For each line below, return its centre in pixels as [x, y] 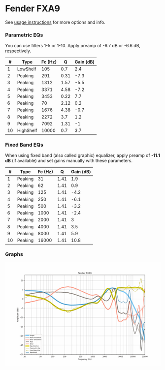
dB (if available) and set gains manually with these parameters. [69, 161]
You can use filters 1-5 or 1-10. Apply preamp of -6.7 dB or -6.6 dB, [73, 46]
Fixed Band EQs [24, 145]
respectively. [18, 51]
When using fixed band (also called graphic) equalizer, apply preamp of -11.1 [82, 155]
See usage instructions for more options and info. [55, 22]
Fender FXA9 [33, 9]
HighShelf [27, 130]
